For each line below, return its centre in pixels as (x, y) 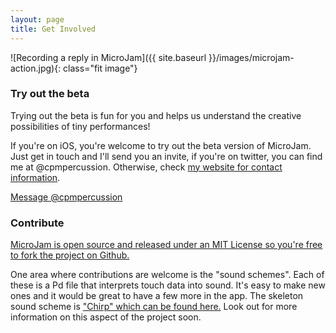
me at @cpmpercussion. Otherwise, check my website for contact (146, 167)
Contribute (37, 223)
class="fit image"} (100, 68)
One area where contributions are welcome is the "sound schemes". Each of (167, 275)
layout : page (37, 19)
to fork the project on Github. (70, 255)
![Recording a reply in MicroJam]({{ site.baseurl (108, 57)
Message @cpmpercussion (66, 197)
